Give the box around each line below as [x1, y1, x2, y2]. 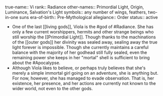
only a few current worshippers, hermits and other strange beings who [12, 29, 154, 34]
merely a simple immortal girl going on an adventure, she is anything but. [12, 70, 159, 76]
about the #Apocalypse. [12, 60, 61, 65]
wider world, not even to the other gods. [12, 86, 93, 91]
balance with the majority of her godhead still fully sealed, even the [12, 49, 147, 55]
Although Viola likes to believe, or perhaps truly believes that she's [12, 65, 146, 71]
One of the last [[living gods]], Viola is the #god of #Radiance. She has [12, 24, 154, 30]
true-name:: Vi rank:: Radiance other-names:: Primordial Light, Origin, [5, 4, 144, 10]
